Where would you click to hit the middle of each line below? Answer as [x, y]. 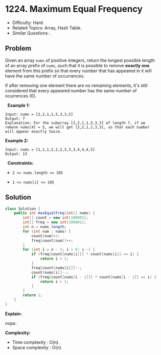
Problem [18, 48]
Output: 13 [16, 154]
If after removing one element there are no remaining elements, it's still [76, 85]
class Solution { [23, 209]
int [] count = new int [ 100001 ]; [56, 218]
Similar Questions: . [32, 33]
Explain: [13, 314]
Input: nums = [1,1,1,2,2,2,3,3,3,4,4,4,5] [50, 150]
